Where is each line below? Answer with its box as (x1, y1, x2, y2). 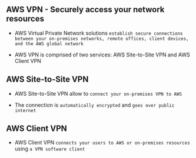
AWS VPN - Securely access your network (6, 5, 165, 15)
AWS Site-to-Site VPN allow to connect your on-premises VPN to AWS (14, 90, 182, 97)
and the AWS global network (14, 41, 84, 46)
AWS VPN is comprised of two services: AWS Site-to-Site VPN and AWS (14, 51, 190, 58)
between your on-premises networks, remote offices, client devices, (14, 35, 190, 42)
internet (14, 107, 36, 113)
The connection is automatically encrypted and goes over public (14, 101, 175, 108)
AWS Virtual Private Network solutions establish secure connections (14, 29, 183, 36)
